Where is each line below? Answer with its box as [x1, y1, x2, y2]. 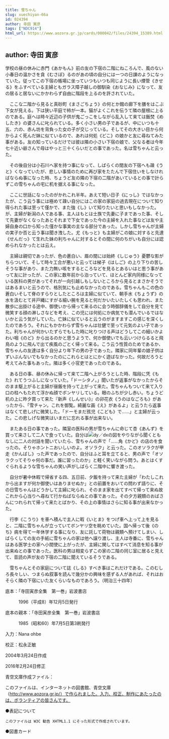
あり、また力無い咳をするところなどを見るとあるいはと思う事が [27, 265, 159, 271]
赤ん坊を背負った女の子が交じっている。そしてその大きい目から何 [27, 126, 163, 132]
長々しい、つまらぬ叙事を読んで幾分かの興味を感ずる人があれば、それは [9, 571, 159, 577]
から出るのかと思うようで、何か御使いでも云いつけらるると [36, 335, 159, 341]
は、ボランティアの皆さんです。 [5, 697, 71, 703]
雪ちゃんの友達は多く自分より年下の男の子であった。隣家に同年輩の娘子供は [5, 347, 164, 353]
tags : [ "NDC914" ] [5, 26, 42, 31]
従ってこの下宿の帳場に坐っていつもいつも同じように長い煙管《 [22, 78, 155, 84]
